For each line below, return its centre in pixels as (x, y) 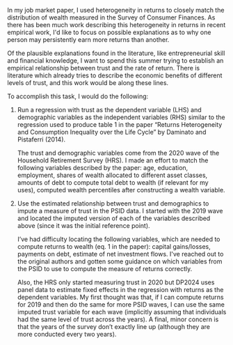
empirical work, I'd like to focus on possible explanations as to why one (109, 32)
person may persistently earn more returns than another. (88, 40)
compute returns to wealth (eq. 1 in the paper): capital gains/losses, (114, 246)
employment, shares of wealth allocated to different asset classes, (112, 175)
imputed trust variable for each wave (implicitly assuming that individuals (122, 312)
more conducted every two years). (67, 334)
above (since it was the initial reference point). (84, 225)
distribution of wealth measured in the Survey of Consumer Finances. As (111, 17)
